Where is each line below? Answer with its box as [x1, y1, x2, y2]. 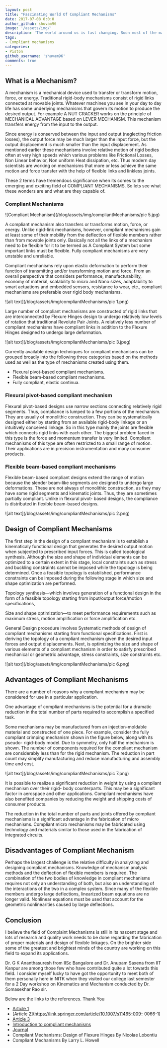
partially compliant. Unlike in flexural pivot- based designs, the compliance [5, 495, 158, 501]
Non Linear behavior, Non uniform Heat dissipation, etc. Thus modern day [5, 158, 157, 163]
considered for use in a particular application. [5, 694, 98, 700]
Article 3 [12, 1016, 30, 1022]
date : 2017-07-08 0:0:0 [5, 16, 55, 21]
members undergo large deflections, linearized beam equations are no [5, 891, 150, 897]
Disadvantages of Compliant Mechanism [5, 846, 134, 855]
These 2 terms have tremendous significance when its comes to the [5, 177, 144, 184]
